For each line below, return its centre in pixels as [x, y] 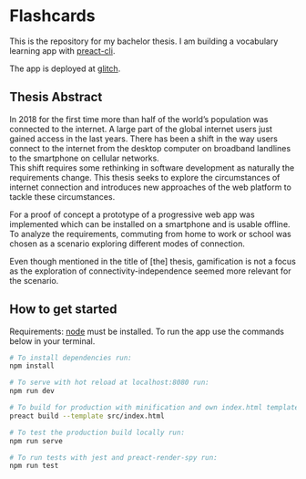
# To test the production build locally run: [97, 432]
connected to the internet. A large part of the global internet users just [141, 129]
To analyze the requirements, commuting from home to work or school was [150, 234]
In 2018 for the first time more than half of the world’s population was [139, 119]
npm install [32, 366]
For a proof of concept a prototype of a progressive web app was [132, 214]
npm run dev [32, 391]
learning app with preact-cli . [62, 50]
